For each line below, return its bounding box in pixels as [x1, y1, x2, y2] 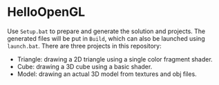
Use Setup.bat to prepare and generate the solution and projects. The [7, 27, 206, 35]
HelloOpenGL [7, 4, 86, 20]
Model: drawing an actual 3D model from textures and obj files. [17, 70, 197, 78]
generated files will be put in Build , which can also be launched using [7, 34, 205, 42]
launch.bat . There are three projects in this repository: [7, 41, 162, 50]
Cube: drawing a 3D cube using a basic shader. [17, 62, 153, 70]
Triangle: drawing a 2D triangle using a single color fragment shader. [17, 55, 213, 63]
